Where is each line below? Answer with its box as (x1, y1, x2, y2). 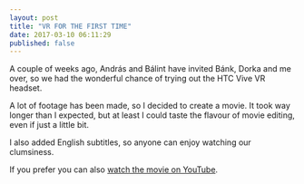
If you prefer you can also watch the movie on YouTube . (9, 164, 219, 175)
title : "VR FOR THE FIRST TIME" (9, 22, 132, 31)
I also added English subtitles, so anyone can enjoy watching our (9, 137, 251, 148)
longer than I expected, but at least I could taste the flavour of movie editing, (9, 110, 295, 121)
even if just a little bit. (9, 120, 89, 131)
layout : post (9, 13, 59, 23)
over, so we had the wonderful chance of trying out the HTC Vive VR (9, 73, 266, 84)
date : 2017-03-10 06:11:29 (9, 30, 112, 39)
